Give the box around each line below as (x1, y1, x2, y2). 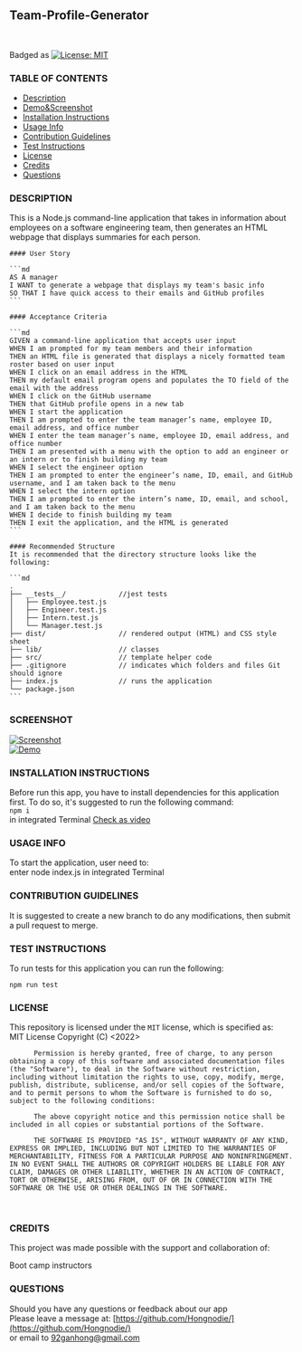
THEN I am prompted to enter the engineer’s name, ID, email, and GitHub (9, 471, 294, 481)
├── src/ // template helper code (9, 653, 212, 662)
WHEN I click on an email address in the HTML (9, 368, 188, 377)
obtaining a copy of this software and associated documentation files (9, 1057, 285, 1066)
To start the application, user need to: (9, 857, 149, 868)
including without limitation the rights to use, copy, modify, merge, (9, 1072, 285, 1082)
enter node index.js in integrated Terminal (9, 867, 165, 878)
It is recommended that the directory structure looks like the (9, 550, 257, 559)
